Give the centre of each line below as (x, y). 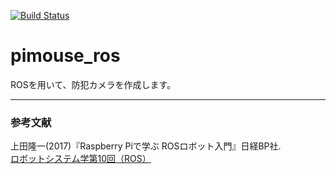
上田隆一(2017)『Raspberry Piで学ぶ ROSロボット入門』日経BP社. (146, 146)
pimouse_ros (65, 56)
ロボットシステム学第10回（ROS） (81, 159)
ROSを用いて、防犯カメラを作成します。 (93, 84)
